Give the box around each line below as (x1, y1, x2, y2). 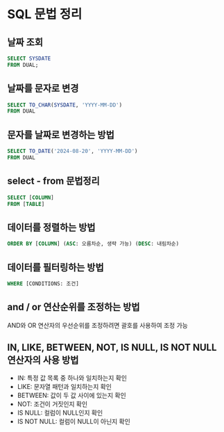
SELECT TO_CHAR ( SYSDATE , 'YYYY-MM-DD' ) (7, 102, 123, 109)
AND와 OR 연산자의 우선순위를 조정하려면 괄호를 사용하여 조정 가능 (7, 321, 189, 329)
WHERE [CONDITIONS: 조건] (7, 280, 80, 287)
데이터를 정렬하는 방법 (7, 221, 96, 233)
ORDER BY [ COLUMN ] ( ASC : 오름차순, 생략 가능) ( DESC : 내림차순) (7, 241, 180, 248)
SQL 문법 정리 (7, 6, 83, 22)
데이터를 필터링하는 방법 (7, 262, 104, 273)
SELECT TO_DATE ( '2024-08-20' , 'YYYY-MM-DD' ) (7, 147, 138, 155)
